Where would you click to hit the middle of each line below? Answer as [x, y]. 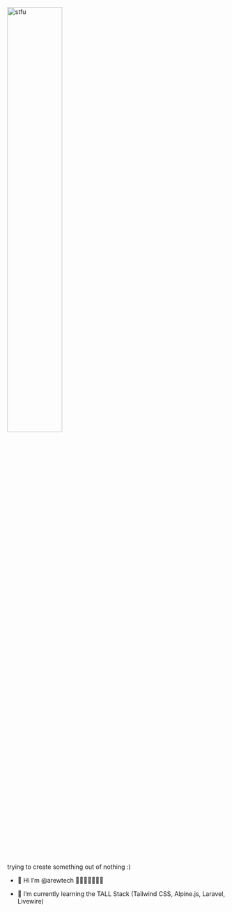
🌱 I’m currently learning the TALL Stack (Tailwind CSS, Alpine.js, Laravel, [121, 894]
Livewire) [30, 901]
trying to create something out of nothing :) [69, 867]
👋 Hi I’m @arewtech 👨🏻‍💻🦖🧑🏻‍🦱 [60, 880]
